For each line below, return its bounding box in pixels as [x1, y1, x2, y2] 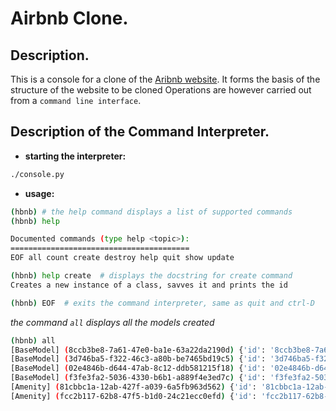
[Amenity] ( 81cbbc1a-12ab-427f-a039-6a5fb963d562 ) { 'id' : [10, 382, 257, 392]
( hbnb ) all [10, 335, 56, 346]
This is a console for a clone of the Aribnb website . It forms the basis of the [10, 73, 321, 85]
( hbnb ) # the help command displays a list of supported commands [10, 207, 293, 217]
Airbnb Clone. [10, 7, 129, 30]
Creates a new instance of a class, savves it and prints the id [10, 280, 288, 290]
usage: [24, 187, 55, 199]
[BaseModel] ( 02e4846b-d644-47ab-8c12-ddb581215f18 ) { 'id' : [10, 363, 267, 374]
